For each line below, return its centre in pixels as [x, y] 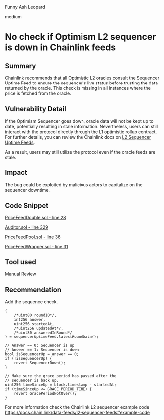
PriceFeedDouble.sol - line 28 [36, 218]
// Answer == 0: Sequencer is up [40, 346]
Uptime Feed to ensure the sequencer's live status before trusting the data [82, 83]
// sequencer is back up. [32, 380]
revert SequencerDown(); [40, 363]
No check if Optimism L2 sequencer [81, 37]
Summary [21, 66]
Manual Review [21, 274]
